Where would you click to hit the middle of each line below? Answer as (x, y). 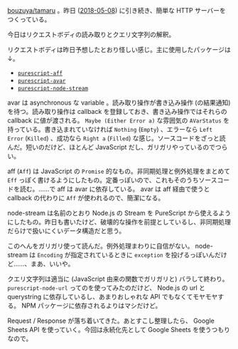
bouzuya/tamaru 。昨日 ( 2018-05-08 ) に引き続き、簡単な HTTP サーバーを (117, 10)
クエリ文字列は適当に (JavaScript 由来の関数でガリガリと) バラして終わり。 (118, 279)
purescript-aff (40, 73)
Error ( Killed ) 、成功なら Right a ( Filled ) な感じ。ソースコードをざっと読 (117, 138)
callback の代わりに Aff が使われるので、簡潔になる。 (86, 198)
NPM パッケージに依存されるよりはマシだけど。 (91, 306)
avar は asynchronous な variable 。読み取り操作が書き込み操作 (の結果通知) (119, 103)
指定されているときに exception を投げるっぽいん (143, 255)
